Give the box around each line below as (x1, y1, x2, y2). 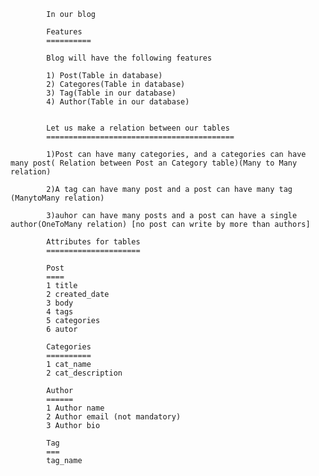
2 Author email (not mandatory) (46, 412, 182, 422)
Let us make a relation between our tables (46, 123, 230, 133)
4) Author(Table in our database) (46, 97, 190, 107)
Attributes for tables (46, 237, 141, 247)
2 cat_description (46, 368, 123, 378)
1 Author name (46, 403, 105, 413)
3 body (46, 298, 74, 308)
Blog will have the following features (46, 53, 213, 63)
